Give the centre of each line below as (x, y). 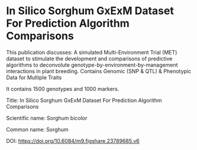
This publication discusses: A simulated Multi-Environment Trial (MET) (92, 52)
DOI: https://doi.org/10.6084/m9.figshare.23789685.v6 (73, 141)
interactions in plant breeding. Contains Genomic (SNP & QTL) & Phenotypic (98, 71)
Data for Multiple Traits (34, 77)
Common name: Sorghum (38, 129)
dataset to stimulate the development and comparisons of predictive (89, 58)
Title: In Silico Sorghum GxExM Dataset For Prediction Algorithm (84, 100)
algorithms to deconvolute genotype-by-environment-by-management (92, 65)
